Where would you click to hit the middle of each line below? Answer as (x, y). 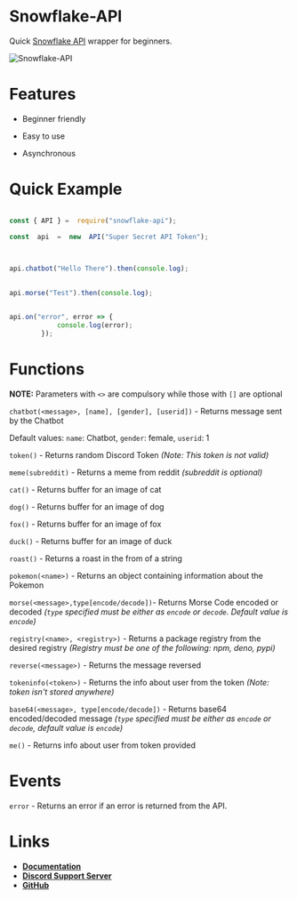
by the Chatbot (36, 421)
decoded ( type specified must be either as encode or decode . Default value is (149, 612)
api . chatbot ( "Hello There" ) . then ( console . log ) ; (99, 269)
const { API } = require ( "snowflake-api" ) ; (93, 221)
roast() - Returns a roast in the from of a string (96, 558)
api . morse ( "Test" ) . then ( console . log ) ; (81, 293)
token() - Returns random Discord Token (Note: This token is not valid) (139, 454)
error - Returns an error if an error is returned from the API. (118, 806)
